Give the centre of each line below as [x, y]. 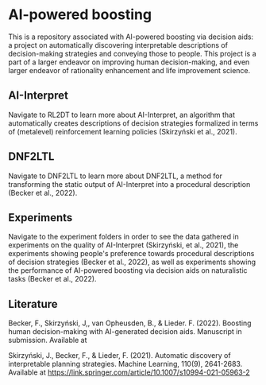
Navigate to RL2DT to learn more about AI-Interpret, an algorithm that [122, 115]
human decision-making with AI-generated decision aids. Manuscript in [125, 332]
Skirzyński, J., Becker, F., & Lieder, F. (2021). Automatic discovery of [120, 356]
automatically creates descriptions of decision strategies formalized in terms [133, 123]
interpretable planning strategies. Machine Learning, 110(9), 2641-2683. [125, 364]
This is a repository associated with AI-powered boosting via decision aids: [131, 37]
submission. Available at [48, 340]
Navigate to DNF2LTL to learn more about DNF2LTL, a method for [115, 176]
